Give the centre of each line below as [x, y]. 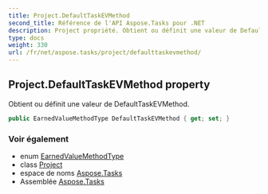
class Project [41, 165]
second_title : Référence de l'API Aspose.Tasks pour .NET [106, 23]
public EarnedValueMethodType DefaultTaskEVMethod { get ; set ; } [119, 118]
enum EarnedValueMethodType [72, 156]
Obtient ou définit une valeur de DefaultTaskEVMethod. [99, 103]
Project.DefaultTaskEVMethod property [109, 85]
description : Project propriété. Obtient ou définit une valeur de [123, 30]
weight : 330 [28, 45]
